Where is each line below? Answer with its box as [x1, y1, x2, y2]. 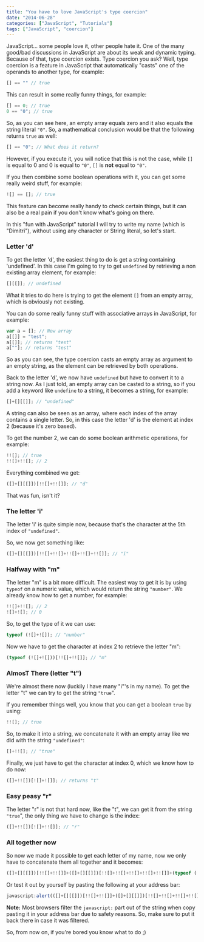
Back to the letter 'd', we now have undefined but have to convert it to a [6, 374, 184, 381]
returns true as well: [6, 132, 58, 140]
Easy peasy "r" [6, 791, 52, 800]
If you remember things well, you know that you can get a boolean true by [6, 701, 192, 708]
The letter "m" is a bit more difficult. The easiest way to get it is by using [6, 579, 187, 586]
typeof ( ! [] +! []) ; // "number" [6, 632, 86, 638]
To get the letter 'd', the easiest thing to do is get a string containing [6, 256, 176, 263]
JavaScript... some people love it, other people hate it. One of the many [6, 42, 185, 50]
